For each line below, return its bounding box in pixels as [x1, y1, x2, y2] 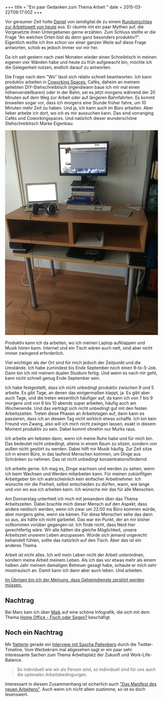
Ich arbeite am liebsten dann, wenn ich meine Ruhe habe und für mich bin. [5, 436, 154, 442]
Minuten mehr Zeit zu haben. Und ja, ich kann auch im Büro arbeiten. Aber [5, 105, 154, 111]
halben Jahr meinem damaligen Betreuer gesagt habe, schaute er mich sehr [5, 563, 157, 568]
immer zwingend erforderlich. [5, 350, 65, 356]
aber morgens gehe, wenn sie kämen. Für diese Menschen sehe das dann [5, 511, 153, 517]
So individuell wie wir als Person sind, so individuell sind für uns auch [16, 666, 156, 672]
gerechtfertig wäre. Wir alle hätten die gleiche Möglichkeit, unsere [5, 527, 137, 533]
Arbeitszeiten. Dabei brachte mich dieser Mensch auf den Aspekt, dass [5, 501, 147, 507]
